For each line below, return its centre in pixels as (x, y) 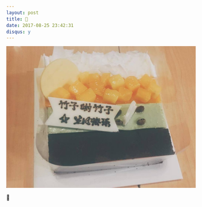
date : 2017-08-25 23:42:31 (40, 25)
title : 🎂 (17, 19)
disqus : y (19, 32)
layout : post (23, 13)
